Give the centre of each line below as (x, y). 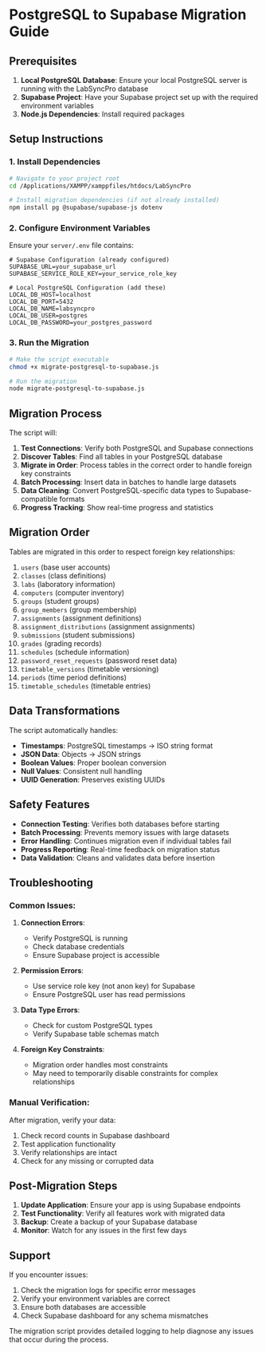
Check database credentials (78, 947)
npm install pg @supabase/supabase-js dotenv (86, 208)
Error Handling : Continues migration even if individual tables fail (126, 841)
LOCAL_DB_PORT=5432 (41, 302)
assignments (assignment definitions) (81, 618)
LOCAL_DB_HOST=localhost (50, 295)
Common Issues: (43, 905)
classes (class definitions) (63, 575)
